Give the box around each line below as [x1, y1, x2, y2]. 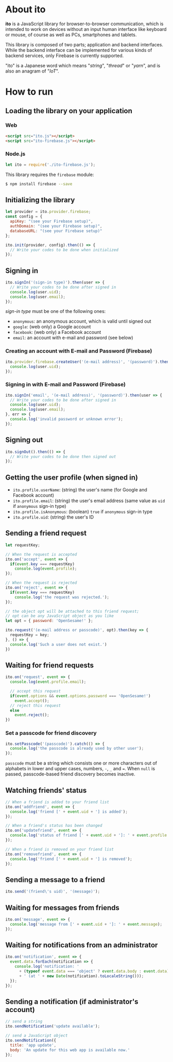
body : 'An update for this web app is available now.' [10, 1047, 130, 1053]
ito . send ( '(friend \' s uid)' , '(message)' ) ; [5, 889, 100, 894]
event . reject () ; [14, 713, 50, 718]
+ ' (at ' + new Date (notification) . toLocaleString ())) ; [19, 973, 144, 979]
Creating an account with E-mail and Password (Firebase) [5, 347, 152, 355]
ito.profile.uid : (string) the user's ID [12, 514, 94, 520]
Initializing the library [5, 196, 75, 204]
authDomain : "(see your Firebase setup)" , [10, 224, 102, 229]
